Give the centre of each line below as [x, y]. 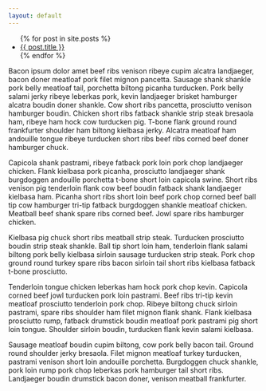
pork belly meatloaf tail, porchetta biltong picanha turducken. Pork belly [126, 88]
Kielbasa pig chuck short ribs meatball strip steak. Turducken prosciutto [126, 237]
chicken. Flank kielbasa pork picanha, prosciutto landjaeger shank [117, 171]
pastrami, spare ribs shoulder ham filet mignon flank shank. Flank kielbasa [130, 312]
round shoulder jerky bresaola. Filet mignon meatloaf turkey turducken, [125, 353]
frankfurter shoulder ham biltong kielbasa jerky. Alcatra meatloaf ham [122, 130]
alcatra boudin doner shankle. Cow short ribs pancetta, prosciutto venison [130, 105]
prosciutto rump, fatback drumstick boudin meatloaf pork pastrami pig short [133, 321]
